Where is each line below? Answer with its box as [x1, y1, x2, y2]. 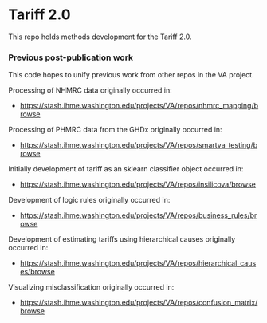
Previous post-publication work [8, 52, 134, 63]
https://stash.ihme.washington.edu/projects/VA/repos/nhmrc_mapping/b [19, 101, 259, 111]
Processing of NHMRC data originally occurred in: [8, 85, 173, 95]
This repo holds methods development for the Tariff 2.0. [8, 32, 192, 41]
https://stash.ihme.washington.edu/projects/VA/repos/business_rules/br [19, 211, 257, 220]
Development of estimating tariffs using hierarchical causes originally [8, 234, 236, 244]
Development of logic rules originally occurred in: [8, 195, 171, 205]
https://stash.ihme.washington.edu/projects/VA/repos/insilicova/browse [19, 179, 257, 189]
